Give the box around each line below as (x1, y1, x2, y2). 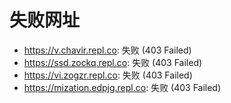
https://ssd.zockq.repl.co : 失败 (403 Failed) (23, 56, 203, 68)
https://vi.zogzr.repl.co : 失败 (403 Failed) (23, 69, 193, 81)
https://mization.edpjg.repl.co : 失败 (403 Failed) (23, 81, 222, 93)
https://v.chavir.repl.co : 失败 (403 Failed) (23, 44, 192, 56)
